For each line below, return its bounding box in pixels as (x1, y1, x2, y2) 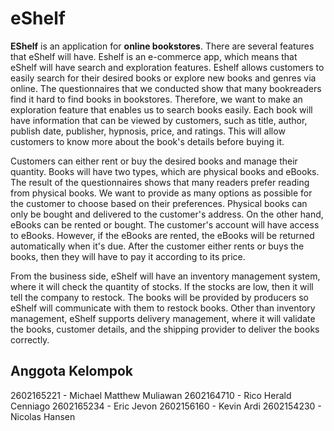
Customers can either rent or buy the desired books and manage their (10, 155, 298, 167)
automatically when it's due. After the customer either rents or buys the (10, 240, 305, 252)
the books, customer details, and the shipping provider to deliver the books (10, 323, 320, 335)
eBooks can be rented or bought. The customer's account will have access (10, 218, 320, 231)
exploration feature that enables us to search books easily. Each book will (10, 103, 313, 116)
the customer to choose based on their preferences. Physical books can (10, 197, 308, 209)
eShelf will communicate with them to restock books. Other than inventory (10, 302, 316, 314)
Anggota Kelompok (10, 363, 133, 380)
